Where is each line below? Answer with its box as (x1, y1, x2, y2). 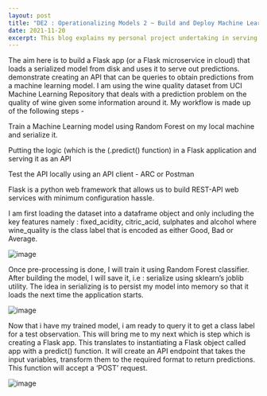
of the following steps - (8, 107, 85, 116)
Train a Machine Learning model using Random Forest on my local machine (8, 122, 255, 131)
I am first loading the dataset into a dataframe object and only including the (8, 208, 254, 219)
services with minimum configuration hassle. (8, 193, 155, 203)
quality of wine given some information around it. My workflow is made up (8, 98, 252, 107)
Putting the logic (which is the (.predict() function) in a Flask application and (8, 146, 257, 155)
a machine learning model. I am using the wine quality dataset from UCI (8, 81, 242, 91)
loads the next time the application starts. (8, 290, 145, 300)
